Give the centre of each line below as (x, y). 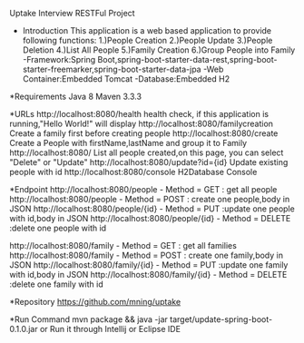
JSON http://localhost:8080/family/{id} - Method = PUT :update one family (149, 265)
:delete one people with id (58, 228)
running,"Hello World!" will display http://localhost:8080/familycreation (142, 123)
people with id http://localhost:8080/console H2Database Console (133, 172)
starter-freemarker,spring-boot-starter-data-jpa (112, 69)
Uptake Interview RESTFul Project (72, 13)
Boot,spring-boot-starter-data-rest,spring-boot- (187, 59)
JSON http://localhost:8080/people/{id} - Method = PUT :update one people (152, 209)
